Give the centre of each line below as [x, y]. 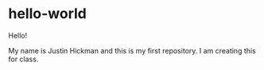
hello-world [48, 14]
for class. [23, 59]
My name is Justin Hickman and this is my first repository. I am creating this [132, 50]
